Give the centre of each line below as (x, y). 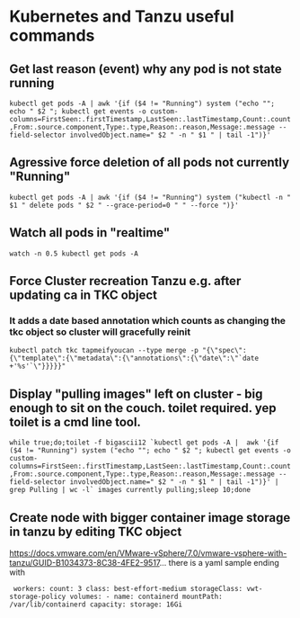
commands (52, 36)
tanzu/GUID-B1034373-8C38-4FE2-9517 (84, 562)
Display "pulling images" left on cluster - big (136, 394)
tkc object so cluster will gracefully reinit (100, 332)
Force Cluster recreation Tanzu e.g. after (125, 281)
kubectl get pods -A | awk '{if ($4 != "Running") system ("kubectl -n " (150, 197)
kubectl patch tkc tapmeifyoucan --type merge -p (104, 351)
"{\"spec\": (224, 351)
